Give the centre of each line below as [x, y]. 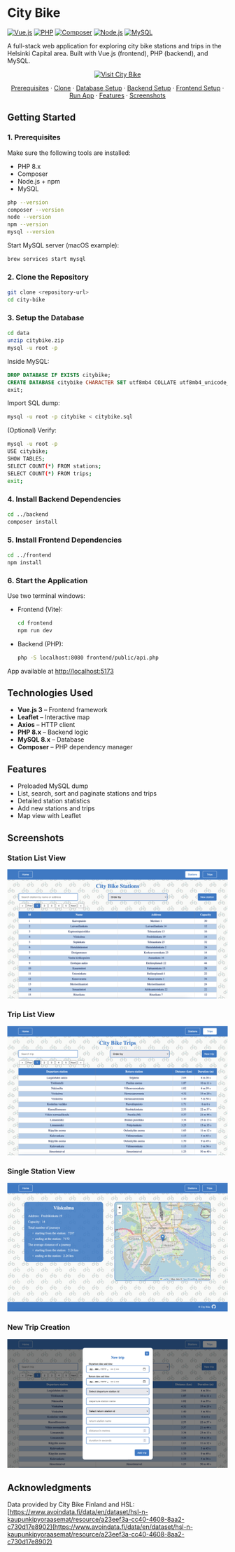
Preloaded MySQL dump [53, 786]
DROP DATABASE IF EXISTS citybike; [59, 375]
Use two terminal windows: [47, 595]
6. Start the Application [48, 580]
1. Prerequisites [34, 137]
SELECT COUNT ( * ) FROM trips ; [50, 474]
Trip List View [31, 1014]
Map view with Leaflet [49, 816]
